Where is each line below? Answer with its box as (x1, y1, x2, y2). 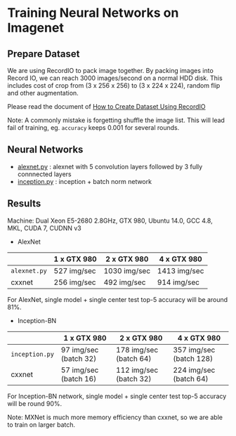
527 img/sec (53, 265, 96, 275)
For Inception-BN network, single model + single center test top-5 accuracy (7, 392, 227, 400)
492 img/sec (103, 277, 146, 287)
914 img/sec (157, 277, 200, 287)
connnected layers (17, 170, 72, 178)
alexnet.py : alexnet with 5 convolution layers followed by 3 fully (17, 162, 203, 171)
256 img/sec (53, 277, 96, 287)
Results (7, 198, 41, 210)
